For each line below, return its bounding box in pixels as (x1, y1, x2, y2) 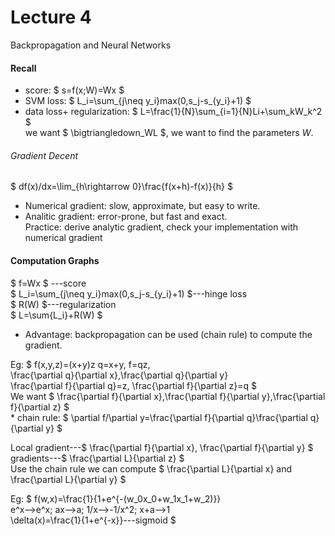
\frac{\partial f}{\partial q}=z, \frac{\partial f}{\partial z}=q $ (10, 379, 257, 391)
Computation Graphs (10, 254, 100, 266)
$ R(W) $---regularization (10, 298, 117, 310)
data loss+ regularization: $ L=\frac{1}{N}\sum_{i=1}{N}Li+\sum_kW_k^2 (24, 106, 323, 118)
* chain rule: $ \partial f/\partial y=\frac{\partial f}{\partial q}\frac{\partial (10, 411, 308, 423)
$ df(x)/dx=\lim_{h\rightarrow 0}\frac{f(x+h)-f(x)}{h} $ (10, 181, 233, 193)
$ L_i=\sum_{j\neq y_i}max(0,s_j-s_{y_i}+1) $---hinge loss (10, 287, 248, 300)
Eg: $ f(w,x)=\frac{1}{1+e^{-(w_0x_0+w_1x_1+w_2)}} (10, 492, 222, 505)
